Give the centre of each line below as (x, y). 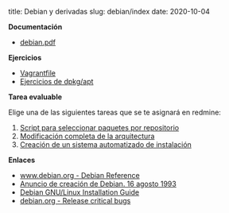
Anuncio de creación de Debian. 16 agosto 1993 (98, 184)
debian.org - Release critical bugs (75, 201)
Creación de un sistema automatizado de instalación (106, 145)
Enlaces (22, 160)
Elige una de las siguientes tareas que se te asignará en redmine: (114, 112)
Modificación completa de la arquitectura (87, 136)
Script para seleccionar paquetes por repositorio (99, 128)
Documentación (35, 27)
